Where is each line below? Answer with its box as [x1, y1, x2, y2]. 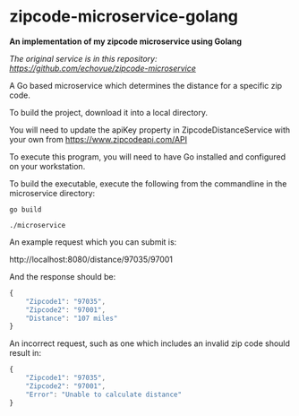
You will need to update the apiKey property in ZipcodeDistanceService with [9, 124, 291, 135]
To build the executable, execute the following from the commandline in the [9, 178, 287, 189]
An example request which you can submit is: [9, 236, 177, 247]
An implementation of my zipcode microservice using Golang [9, 36, 243, 47]
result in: [9, 348, 42, 359]
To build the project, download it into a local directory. [9, 107, 209, 117]
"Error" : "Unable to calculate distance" [25, 390, 182, 399]
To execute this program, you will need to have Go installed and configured [9, 151, 286, 162]
